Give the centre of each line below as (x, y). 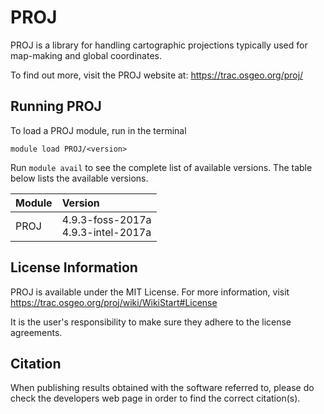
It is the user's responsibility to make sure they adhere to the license (151, 322)
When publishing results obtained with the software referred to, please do (162, 388)
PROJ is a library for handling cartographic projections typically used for (159, 45)
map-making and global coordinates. (86, 55)
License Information (74, 267)
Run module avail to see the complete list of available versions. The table (161, 167)
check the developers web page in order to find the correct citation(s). (155, 398)
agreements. (36, 332)
